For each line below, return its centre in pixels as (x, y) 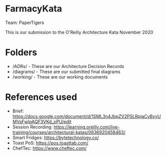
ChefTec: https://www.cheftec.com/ (49, 148)
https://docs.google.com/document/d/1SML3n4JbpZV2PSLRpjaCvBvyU (86, 116)
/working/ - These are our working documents (60, 77)
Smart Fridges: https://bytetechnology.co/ (55, 137)
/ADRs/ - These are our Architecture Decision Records (68, 66)
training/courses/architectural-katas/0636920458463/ (69, 132)
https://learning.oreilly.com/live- (86, 127)
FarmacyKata (34, 9)
